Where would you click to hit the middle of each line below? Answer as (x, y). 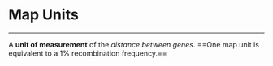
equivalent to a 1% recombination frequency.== (88, 53)
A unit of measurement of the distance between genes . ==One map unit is (134, 44)
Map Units (43, 15)
